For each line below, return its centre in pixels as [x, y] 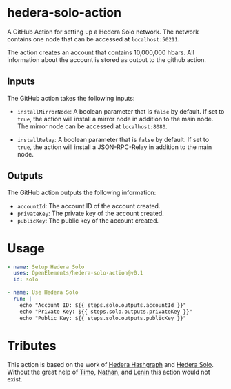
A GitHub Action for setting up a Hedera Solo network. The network [103, 32]
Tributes [32, 346]
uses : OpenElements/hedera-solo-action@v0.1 [78, 273]
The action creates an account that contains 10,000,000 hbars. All [101, 52]
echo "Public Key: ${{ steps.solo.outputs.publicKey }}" [103, 318]
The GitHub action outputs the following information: [82, 192]
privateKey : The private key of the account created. [90, 213]
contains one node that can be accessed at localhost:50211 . [93, 39]
